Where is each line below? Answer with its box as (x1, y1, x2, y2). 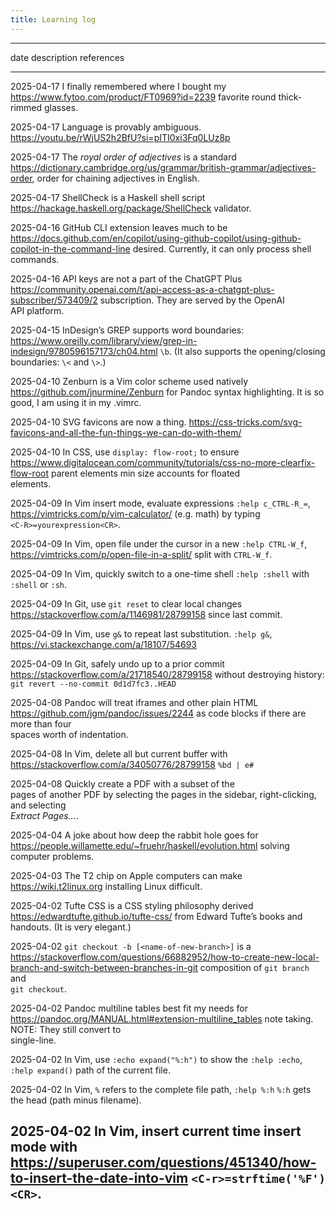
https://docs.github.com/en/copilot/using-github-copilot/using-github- (10, 232, 302, 244)
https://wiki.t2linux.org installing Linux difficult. (10, 880, 203, 892)
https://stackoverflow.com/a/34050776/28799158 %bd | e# (10, 758, 255, 770)
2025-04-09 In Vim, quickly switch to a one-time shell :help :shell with (10, 567, 310, 580)
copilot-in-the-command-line (10, 242, 131, 255)
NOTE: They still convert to (10, 1023, 122, 1035)
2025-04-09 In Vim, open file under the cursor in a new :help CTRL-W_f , (10, 537, 308, 550)
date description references (10, 51, 125, 63)
